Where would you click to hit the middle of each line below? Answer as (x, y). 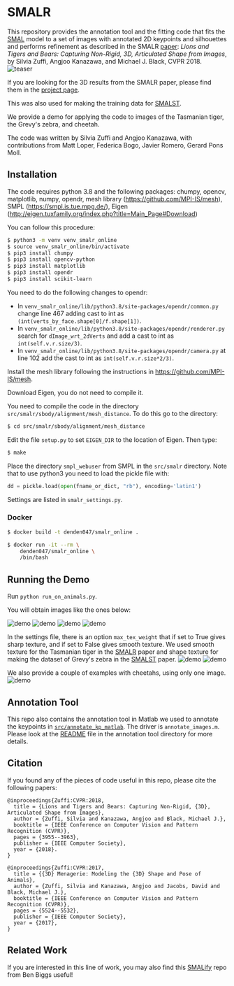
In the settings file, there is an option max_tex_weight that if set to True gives (116, 637)
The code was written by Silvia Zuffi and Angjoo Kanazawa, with (100, 138)
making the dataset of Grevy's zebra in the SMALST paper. (92, 659)
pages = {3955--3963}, (46, 837)
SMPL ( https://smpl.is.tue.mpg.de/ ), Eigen (67, 206)
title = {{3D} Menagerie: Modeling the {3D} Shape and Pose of (107, 874)
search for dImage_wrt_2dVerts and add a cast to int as (96, 336)
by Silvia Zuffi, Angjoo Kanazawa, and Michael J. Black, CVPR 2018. (105, 61)
